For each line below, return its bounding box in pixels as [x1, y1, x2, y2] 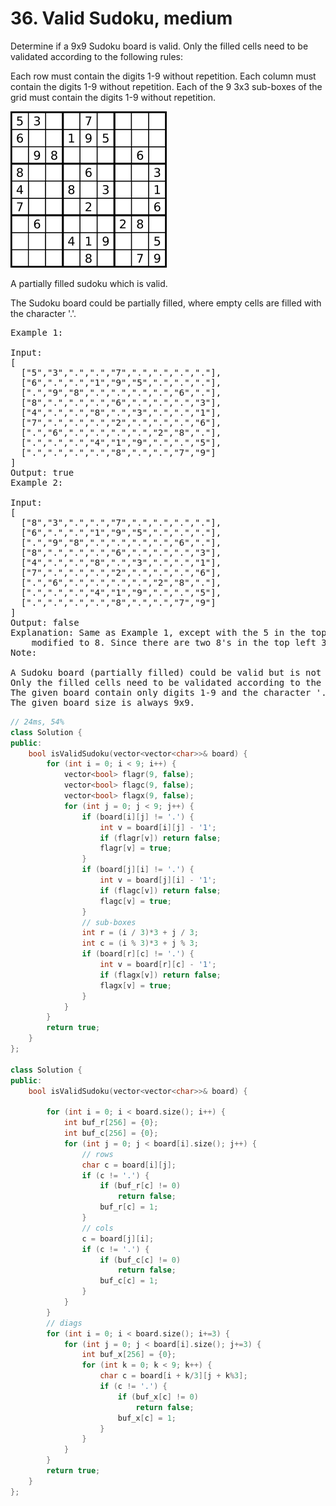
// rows [81, 1149, 114, 1159]
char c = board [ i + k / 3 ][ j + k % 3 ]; [99, 1371, 248, 1381]
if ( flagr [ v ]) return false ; [99, 833, 222, 843]
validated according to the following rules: [10, 50, 184, 62]
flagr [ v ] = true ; [99, 843, 172, 854]
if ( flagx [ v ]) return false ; [99, 970, 222, 980]
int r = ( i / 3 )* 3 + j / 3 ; [81, 928, 199, 938]
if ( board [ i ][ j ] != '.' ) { [81, 812, 195, 822]
